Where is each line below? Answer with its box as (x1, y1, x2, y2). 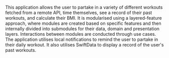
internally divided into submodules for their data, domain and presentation (5, 26, 160, 32)
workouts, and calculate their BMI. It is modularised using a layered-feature (5, 15, 162, 21)
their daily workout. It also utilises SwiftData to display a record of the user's (5, 42, 164, 47)
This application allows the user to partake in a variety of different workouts (5, 5, 163, 10)
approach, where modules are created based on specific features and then (5, 20, 161, 26)
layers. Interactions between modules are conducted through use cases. (5, 31, 156, 37)
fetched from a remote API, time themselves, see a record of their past (5, 10, 152, 16)
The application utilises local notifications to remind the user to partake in (5, 36, 158, 42)
